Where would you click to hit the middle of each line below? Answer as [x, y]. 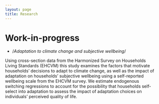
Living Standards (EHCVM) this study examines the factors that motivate [78, 66]
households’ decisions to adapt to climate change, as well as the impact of [80, 71]
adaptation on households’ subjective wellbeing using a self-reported [74, 76]
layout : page [18, 9]
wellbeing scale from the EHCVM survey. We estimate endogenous [72, 81]
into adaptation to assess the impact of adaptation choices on [80, 91]
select [11, 91]
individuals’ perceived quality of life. [41, 97]
